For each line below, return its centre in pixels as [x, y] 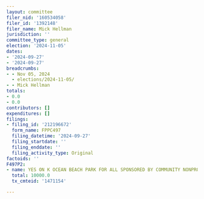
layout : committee [29, 12]
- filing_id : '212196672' [39, 125]
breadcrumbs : [23, 68]
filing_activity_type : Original [53, 153]
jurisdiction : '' [28, 35]
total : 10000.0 [31, 176]
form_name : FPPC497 [36, 130]
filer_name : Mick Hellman [39, 29]
